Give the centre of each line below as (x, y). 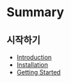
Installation (32, 65)
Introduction (34, 57)
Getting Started (38, 72)
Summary (35, 12)
